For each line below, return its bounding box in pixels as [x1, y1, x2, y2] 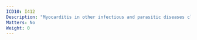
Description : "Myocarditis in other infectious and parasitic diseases [6, 14, 185, 20]
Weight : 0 [6, 25, 30, 31]
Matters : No [6, 19, 35, 25]
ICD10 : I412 [6, 8, 35, 15]
